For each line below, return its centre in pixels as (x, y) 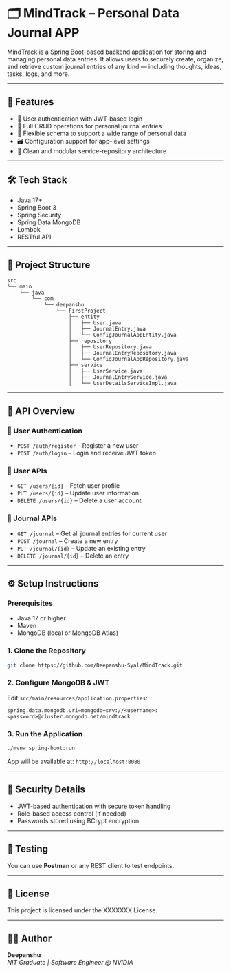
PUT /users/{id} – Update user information (78, 493)
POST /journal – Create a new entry (67, 541)
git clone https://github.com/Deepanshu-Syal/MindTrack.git (95, 665)
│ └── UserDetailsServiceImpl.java (122, 384)
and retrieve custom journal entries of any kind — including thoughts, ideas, (114, 66)
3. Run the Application (45, 734)
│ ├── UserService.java (106, 371)
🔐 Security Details (46, 790)
